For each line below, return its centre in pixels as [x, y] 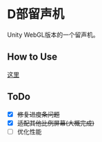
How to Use [32, 57]
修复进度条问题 [38, 114]
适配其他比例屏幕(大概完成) [55, 123]
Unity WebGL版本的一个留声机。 [53, 35]
